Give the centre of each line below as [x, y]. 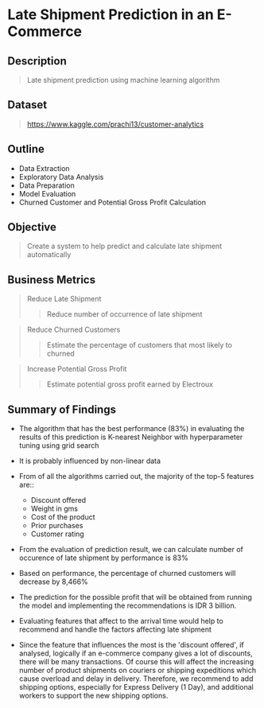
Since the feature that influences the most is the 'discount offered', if [131, 645]
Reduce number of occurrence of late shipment [124, 314]
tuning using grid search [59, 445]
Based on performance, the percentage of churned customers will [127, 574]
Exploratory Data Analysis [61, 177]
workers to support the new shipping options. [93, 696]
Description [37, 61]
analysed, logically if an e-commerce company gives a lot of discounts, [136, 653]
